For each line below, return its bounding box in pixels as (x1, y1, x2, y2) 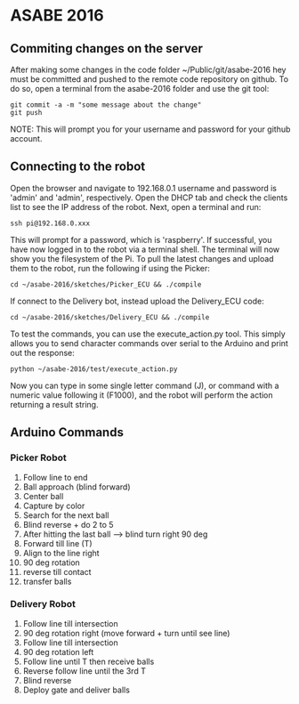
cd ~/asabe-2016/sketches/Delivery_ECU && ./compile (10, 312, 210, 321)
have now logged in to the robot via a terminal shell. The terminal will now (10, 244, 280, 255)
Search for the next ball (22, 509, 109, 521)
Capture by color (22, 500, 85, 511)
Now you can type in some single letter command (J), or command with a (10, 380, 279, 391)
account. (10, 134, 43, 143)
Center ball (22, 490, 64, 501)
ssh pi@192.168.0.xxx (10, 219, 91, 228)
